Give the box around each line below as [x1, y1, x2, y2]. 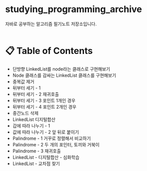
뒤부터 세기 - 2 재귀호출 [12, 91, 59, 97]
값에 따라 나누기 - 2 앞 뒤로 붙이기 [12, 129, 79, 135]
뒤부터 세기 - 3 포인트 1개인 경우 [12, 97, 76, 103]
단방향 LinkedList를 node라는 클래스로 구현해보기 [12, 66, 111, 72]
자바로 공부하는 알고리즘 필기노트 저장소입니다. [5, 21, 97, 27]
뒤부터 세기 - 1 [12, 85, 41, 91]
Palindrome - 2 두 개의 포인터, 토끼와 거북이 [12, 141, 100, 147]
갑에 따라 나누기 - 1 [12, 123, 50, 129]
